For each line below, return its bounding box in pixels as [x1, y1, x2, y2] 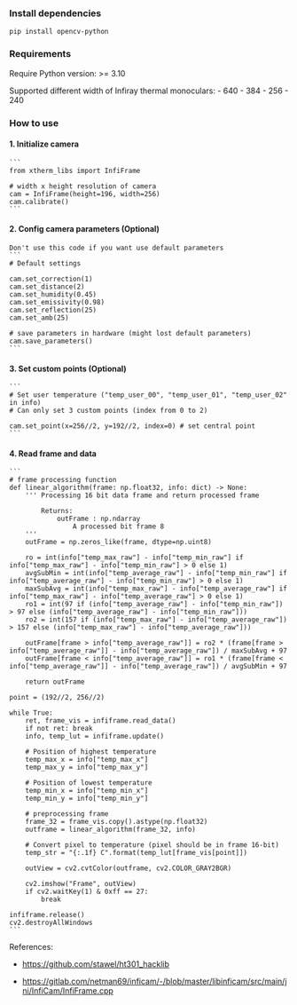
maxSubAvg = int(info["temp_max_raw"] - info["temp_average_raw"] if [25, 584, 288, 593]
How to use [9, 116, 59, 129]
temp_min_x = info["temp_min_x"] [25, 787, 149, 795]
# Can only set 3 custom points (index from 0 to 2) [9, 407, 208, 415]
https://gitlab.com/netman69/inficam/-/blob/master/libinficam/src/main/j [21, 976, 287, 987]
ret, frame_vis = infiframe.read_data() [25, 716, 176, 725]
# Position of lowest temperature [25, 779, 152, 787]
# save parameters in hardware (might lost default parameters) [9, 328, 252, 337]
